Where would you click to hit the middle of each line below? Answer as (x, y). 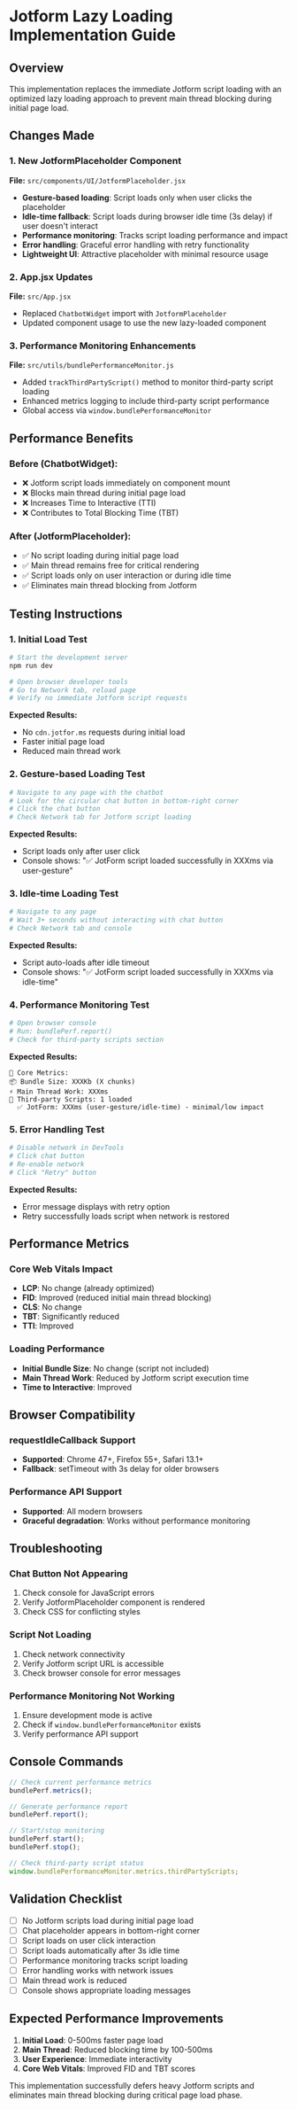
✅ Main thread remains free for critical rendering (110, 565)
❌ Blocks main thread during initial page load (103, 493)
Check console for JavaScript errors (88, 1593)
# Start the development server (69, 658)
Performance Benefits (72, 438)
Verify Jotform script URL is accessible (93, 1663)
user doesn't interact (60, 226)
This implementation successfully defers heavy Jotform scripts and (132, 2085)
